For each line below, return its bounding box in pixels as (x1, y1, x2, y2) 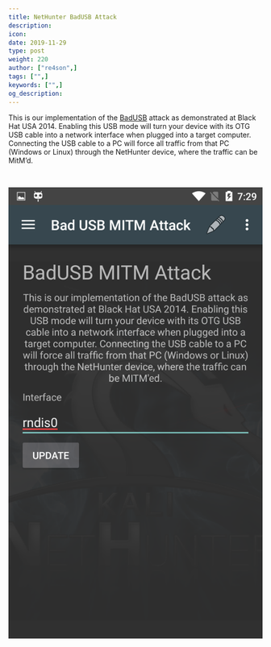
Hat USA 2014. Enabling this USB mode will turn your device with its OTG (8, 121, 251, 131)
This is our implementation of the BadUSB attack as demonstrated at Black (8, 113, 256, 122)
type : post (8, 47, 45, 56)
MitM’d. (8, 156, 34, 165)
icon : (8, 30, 27, 38)
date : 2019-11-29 (8, 39, 67, 47)
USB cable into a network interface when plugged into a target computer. (8, 130, 252, 139)
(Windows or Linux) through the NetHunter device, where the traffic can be (8, 147, 258, 156)
